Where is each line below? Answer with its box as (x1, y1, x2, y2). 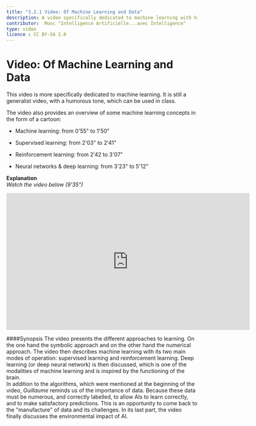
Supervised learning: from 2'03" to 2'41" (15, 139, 117, 147)
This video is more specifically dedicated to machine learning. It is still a (6, 91, 187, 98)
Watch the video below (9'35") (6, 181, 83, 189)
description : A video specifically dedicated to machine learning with (6, 15, 192, 21)
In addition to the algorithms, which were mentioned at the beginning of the (6, 380, 195, 388)
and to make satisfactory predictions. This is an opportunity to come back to (6, 400, 198, 407)
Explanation (6, 175, 38, 182)
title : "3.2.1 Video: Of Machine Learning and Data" (6, 9, 143, 15)
